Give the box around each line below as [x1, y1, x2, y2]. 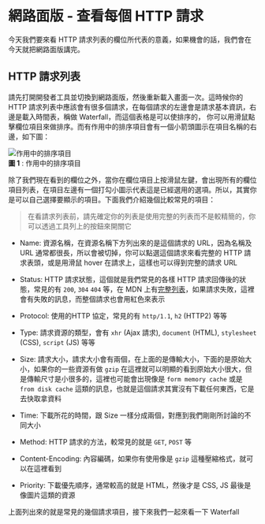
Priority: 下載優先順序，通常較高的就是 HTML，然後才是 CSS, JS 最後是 [19, 480, 252, 489]
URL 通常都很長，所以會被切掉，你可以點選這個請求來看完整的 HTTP [19, 247, 243, 257]
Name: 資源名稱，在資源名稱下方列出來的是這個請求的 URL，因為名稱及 [19, 238, 252, 247]
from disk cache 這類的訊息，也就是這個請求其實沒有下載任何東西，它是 [19, 384, 255, 393]
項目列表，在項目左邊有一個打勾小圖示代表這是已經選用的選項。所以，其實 [8, 184, 250, 194]
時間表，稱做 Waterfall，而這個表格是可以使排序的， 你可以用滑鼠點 [35, 112, 256, 121]
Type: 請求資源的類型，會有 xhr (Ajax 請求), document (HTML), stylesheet [19, 328, 257, 337]
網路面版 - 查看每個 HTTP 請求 [8, 7, 204, 25]
